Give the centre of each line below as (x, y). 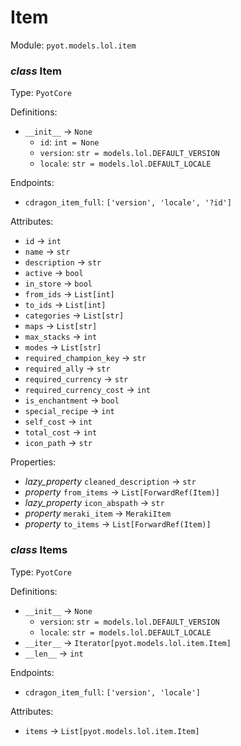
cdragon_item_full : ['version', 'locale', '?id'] (128, 202)
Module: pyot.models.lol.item (73, 45)
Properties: (33, 462)
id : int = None (69, 142)
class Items (39, 550)
